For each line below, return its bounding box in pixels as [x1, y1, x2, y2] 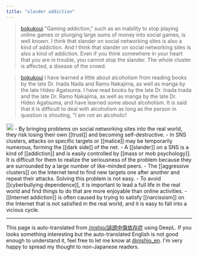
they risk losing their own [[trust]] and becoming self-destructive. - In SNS [6, 131, 187, 139]
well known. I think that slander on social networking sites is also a [20, 37, 183, 44]
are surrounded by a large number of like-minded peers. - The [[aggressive [6, 163, 190, 170]
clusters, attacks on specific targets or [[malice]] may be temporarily [6, 137, 173, 145]
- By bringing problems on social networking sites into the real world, [14, 125, 183, 132]
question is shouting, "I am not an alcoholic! [20, 111, 127, 119]
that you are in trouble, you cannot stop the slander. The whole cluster [20, 56, 192, 63]
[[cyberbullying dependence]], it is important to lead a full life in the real [6, 181, 181, 189]
